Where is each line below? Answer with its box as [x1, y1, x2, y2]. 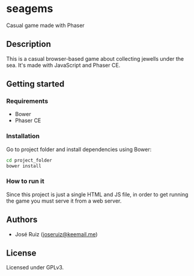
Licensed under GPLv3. [6, 264, 64, 271]
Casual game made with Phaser [6, 22, 85, 29]
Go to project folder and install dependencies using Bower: [6, 146, 152, 153]
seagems [6, 2, 53, 16]
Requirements [6, 97, 49, 105]
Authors [6, 215, 38, 225]
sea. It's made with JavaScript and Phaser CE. [6, 61, 121, 69]
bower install [6, 163, 42, 169]
